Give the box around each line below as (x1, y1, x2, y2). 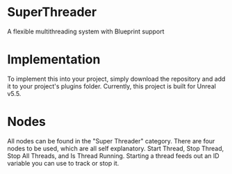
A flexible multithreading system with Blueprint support (7, 27, 165, 35)
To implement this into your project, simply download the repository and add (7, 74, 226, 83)
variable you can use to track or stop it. (7, 159, 119, 167)
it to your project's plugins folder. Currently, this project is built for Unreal (7, 81, 217, 90)
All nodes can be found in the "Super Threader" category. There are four (7, 136, 215, 145)
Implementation (7, 52, 101, 68)
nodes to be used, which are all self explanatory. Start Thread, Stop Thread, (7, 144, 224, 152)
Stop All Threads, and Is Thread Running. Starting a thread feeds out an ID (7, 151, 220, 160)
